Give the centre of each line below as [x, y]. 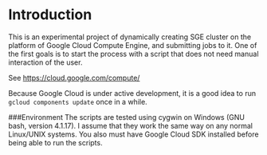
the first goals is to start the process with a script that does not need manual [133, 54]
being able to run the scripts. [55, 142]
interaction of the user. [45, 62]
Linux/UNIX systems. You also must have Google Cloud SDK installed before [133, 134]
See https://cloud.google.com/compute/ [74, 77]
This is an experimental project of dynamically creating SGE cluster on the [130, 37]
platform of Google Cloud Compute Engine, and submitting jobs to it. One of [133, 45]
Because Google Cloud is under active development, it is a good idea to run [132, 93]
